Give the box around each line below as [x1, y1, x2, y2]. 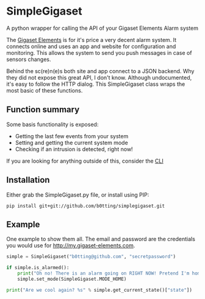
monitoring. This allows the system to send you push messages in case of [6, 49, 192, 56]
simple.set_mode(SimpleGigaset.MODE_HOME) [17, 276, 127, 282]
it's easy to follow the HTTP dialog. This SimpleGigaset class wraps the [6, 80, 185, 88]
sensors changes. [6, 55, 51, 63]
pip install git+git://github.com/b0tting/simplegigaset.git [6, 203, 165, 209]
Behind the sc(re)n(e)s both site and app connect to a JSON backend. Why [6, 67, 195, 74]
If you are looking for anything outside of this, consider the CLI [6, 157, 164, 164]
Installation [6, 175, 50, 185]
